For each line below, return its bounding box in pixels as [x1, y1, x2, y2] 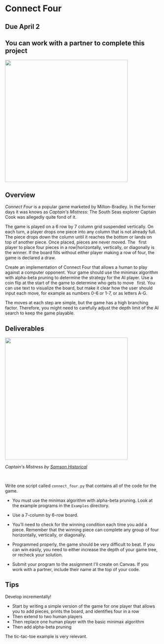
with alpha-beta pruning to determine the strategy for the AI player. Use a [5, 275, 153, 281]
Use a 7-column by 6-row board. [12, 512, 78, 518]
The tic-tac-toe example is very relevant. [5, 633, 88, 639]
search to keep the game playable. [5, 310, 75, 316]
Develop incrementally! [5, 594, 51, 600]
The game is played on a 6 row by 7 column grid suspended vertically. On [5, 223, 154, 230]
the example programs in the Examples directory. [12, 503, 110, 509]
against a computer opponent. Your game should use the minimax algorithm [5, 269, 158, 275]
